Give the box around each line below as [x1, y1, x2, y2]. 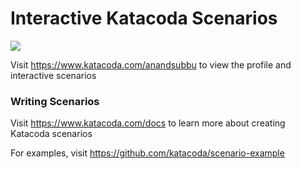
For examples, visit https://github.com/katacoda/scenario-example [10, 147, 285, 159]
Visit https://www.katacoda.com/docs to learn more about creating [10, 117, 286, 129]
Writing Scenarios [10, 94, 100, 108]
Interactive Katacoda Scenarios [10, 7, 278, 30]
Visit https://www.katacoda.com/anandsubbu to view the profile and [10, 58, 292, 71]
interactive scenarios [10, 69, 97, 81]
